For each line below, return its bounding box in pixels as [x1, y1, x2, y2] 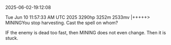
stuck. [5, 35, 18, 41]
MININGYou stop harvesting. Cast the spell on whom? [5, 20, 118, 26]
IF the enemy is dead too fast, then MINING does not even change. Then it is [5, 30, 166, 35]
